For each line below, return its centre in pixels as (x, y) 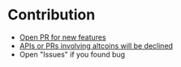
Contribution (52, 15)
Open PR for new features (62, 37)
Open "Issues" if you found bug (72, 54)
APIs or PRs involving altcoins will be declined (96, 45)
